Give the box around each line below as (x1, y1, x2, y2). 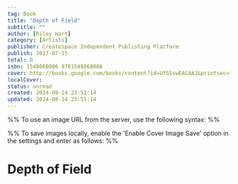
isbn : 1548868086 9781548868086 (7, 63, 103, 70)
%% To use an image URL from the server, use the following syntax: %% (7, 115, 220, 124)
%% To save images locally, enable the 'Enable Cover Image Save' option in (7, 129, 229, 137)
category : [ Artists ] (7, 37, 69, 44)
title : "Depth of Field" (7, 17, 81, 24)
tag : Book (7, 10, 37, 18)
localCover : (7, 76, 42, 84)
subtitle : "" (7, 23, 46, 30)
